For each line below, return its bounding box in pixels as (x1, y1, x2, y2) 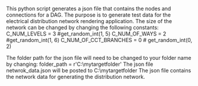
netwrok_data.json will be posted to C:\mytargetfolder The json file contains (6, 67, 191, 74)
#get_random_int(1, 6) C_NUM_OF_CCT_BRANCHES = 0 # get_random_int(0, (6, 37, 193, 43)
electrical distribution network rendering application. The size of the (6, 18, 173, 24)
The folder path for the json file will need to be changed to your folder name (6, 55, 191, 61)
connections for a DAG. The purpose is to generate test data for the (6, 11, 171, 18)
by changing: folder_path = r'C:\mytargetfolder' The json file (6, 60, 154, 68)
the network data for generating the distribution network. (6, 74, 145, 80)
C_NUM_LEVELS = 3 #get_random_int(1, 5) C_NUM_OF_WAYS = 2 (6, 30, 167, 37)
